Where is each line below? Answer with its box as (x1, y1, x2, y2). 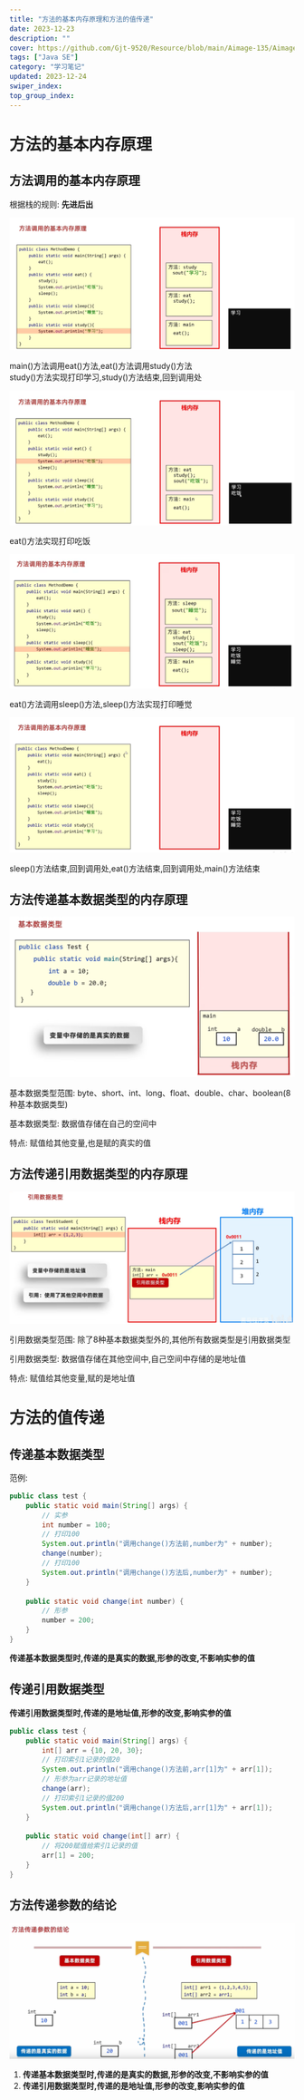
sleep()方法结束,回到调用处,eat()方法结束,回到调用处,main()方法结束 (9, 862, 261, 874)
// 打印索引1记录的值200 (42, 1794, 125, 1803)
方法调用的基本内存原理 (9, 173, 140, 189)
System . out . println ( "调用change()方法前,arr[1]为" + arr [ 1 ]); (42, 1765, 273, 1774)
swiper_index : (9, 82, 63, 91)
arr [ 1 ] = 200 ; (42, 1851, 95, 1861)
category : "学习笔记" (9, 63, 86, 72)
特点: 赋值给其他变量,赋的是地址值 (9, 1372, 136, 1383)
